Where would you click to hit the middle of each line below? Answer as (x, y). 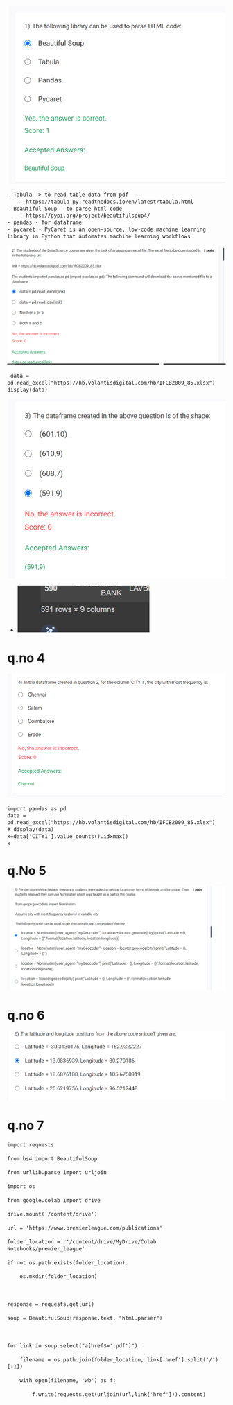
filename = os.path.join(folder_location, (82, 1360)
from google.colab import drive (54, 1201)
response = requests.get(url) (51, 1304)
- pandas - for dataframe (44, 222)
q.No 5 (27, 871)
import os (21, 1187)
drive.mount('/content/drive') (52, 1214)
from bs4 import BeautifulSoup (52, 1159)
